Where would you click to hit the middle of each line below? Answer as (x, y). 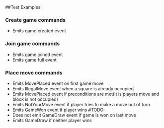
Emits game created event (39, 31)
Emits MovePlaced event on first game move (58, 83)
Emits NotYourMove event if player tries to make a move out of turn (81, 104)
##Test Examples (23, 7)
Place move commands (34, 72)
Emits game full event (35, 60)
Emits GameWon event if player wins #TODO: (59, 110)
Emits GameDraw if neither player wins (52, 120)
